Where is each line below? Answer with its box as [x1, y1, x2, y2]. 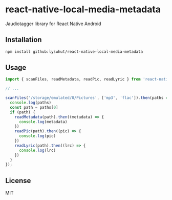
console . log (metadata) [18, 119, 68, 124]
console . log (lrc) [18, 148, 56, 153]
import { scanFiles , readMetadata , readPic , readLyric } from [5, 77, 141, 82]
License [5, 176, 31, 185]
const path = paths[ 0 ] [10, 105, 58, 110]
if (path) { [10, 109, 36, 115]
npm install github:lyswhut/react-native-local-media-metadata [5, 49, 143, 54]
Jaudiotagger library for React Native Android [5, 21, 101, 27]
